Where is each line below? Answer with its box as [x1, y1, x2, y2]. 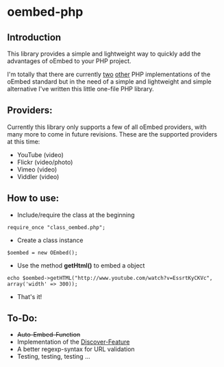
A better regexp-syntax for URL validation [16, 345, 135, 353]
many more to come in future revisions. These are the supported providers [7, 130, 218, 138]
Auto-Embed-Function [16, 331, 81, 339]
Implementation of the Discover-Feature [16, 338, 130, 346]
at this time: [7, 137, 40, 145]
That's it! [16, 292, 42, 300]
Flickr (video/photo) [16, 158, 73, 166]
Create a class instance [16, 236, 84, 244]
